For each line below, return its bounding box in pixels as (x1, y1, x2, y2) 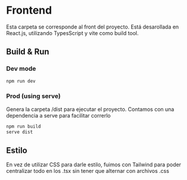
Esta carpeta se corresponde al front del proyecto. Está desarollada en (6, 23, 179, 30)
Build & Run (6, 47, 49, 57)
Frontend (6, 4, 52, 17)
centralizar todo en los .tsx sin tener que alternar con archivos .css (6, 168, 169, 175)
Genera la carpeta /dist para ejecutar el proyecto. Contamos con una (6, 105, 175, 113)
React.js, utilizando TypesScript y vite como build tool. (6, 29, 139, 36)
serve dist (6, 129, 33, 135)
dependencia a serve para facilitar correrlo (6, 112, 111, 119)
